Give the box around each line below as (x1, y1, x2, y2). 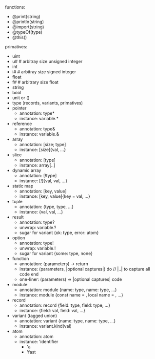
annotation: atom (19, 334, 54, 339)
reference (12, 121, 32, 127)
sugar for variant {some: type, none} (19, 251, 93, 256)
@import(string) (12, 24, 44, 30)
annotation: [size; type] (19, 142, 66, 147)
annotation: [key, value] (19, 188, 67, 194)
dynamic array (12, 168, 41, 173)
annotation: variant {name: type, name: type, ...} (19, 318, 116, 324)
